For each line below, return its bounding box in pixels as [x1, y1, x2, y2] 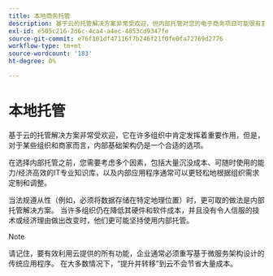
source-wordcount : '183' [8, 50, 93, 58]
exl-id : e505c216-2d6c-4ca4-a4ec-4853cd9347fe [8, 27, 169, 35]
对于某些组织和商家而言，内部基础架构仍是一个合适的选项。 [8, 140, 208, 150]
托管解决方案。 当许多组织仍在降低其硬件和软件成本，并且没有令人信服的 [8, 205, 253, 215]
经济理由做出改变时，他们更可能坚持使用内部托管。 [22, 215, 193, 225]
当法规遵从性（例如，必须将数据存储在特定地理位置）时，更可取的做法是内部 [8, 195, 265, 205]
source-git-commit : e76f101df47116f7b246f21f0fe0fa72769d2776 [8, 34, 223, 43]
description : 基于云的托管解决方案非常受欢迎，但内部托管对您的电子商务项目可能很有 [8, 19, 262, 28]
